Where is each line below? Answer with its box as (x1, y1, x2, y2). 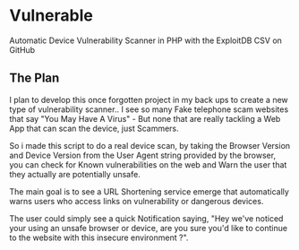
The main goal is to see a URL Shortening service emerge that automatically (9, 185, 289, 197)
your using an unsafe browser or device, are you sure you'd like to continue (9, 222, 288, 233)
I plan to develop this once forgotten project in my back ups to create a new (9, 94, 288, 105)
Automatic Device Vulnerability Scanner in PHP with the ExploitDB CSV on (9, 35, 282, 46)
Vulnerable (9, 5, 94, 26)
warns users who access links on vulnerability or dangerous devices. (9, 195, 264, 206)
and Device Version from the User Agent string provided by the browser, (9, 150, 276, 160)
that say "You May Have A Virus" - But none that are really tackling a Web (9, 113, 281, 124)
